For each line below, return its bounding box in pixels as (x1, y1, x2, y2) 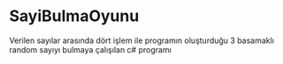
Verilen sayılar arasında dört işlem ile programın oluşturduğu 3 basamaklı (9, 35, 274, 46)
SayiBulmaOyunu (9, 6, 140, 26)
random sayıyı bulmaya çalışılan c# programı (9, 44, 172, 54)
